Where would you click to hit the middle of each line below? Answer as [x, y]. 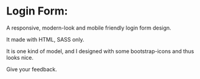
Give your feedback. [32, 69]
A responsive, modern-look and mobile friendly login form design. [89, 28]
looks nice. [20, 57]
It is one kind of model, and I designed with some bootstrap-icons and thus [100, 51]
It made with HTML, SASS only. [45, 39]
